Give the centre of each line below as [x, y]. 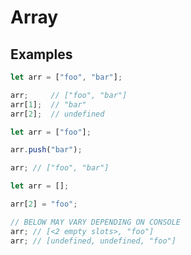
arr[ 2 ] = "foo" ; [44, 204]
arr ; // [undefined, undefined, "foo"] [93, 241]
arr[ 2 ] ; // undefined [57, 114]
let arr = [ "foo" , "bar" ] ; [66, 77]
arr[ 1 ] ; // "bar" [48, 104]
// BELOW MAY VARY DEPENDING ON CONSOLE [96, 222]
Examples [41, 54]
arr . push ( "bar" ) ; [46, 150]
